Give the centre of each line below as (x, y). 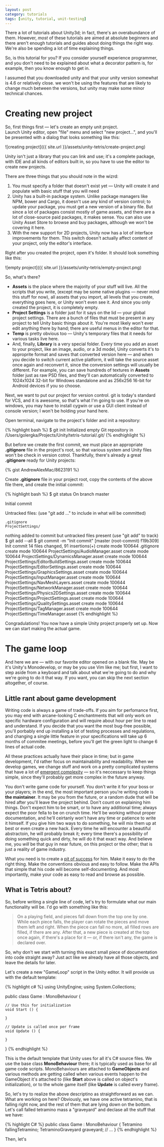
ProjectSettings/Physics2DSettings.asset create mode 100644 (68, 593)
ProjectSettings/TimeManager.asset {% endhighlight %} (62, 614)
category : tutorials (26, 14)
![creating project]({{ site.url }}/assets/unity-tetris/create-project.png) (75, 147)
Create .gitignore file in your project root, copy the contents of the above (79, 479)
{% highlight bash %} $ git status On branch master (57, 494)
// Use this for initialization (38, 1005)
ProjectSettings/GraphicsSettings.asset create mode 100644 (66, 572)
